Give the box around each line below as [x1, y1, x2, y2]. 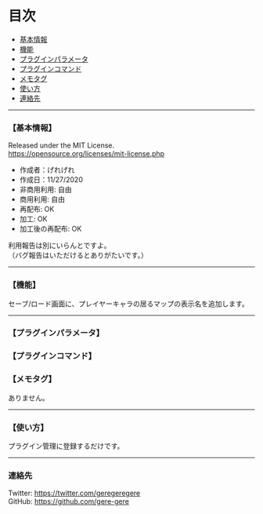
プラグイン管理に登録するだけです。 [8, 441, 124, 450]
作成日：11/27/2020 [19, 175, 84, 184]
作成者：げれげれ [19, 166, 75, 175]
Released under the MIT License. [8, 140, 115, 150]
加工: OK [19, 214, 48, 224]
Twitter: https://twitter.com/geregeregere [8, 488, 141, 498]
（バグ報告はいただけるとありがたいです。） [8, 250, 149, 260]
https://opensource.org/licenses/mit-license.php [8, 149, 165, 159]
